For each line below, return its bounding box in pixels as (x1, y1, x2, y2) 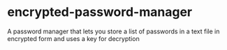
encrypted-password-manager (7, 4, 193, 20)
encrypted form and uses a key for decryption (7, 34, 140, 42)
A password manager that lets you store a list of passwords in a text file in (7, 27, 220, 35)
